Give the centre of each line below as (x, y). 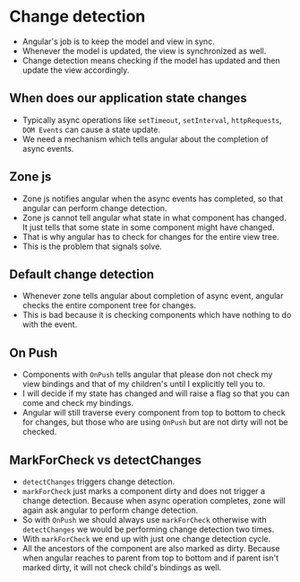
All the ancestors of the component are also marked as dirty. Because (151, 548)
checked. (39, 432)
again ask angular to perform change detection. (110, 510)
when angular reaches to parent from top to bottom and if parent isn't (150, 558)
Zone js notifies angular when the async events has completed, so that (153, 198)
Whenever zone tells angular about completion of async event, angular (153, 296)
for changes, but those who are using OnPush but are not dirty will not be (155, 422)
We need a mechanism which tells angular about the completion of (145, 139)
